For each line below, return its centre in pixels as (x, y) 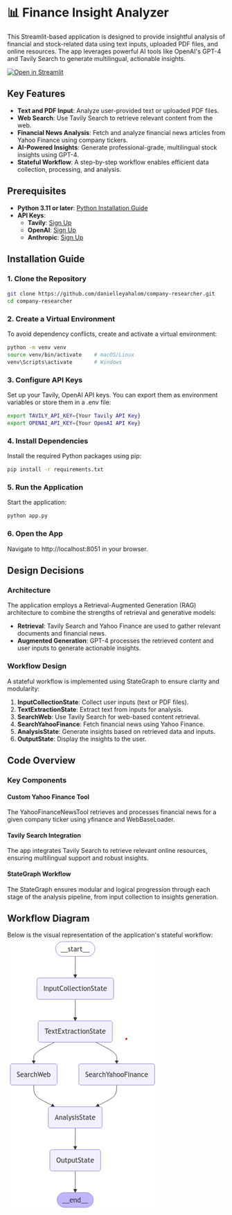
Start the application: (37, 503)
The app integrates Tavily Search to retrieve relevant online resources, (107, 851)
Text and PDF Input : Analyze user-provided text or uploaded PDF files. (118, 110)
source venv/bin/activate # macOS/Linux (71, 355)
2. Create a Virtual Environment (61, 318)
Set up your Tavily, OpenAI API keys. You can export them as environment (113, 395)
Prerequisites (37, 191)
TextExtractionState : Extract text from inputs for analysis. (100, 709)
